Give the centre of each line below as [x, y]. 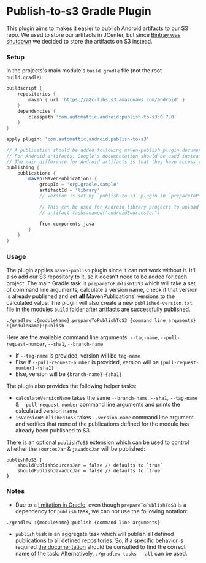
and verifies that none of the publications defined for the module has [102, 424]
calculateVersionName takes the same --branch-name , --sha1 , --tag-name [106, 397]
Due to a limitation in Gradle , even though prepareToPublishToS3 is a [101, 505]
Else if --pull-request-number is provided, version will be [87, 362]
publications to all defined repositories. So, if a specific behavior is [99, 540]
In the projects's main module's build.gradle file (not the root [84, 71]
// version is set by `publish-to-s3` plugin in [102, 196]
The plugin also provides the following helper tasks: [71, 386]
